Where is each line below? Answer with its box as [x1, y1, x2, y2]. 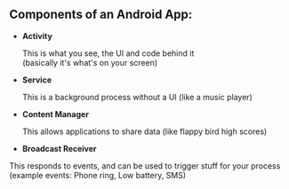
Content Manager [21, 108, 89, 119]
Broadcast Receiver [21, 143, 97, 154]
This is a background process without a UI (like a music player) [21, 91, 253, 102]
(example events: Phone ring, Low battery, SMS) [9, 169, 187, 180]
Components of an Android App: [9, 7, 193, 22]
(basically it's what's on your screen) [21, 57, 158, 67]
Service [21, 75, 52, 85]
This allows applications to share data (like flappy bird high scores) [21, 126, 268, 137]
